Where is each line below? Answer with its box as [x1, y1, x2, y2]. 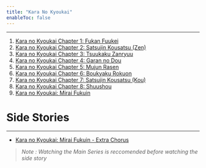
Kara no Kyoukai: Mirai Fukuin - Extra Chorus [15, 136, 129, 144]
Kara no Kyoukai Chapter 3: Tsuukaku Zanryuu [15, 50, 134, 57]
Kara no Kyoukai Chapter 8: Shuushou [15, 82, 112, 90]
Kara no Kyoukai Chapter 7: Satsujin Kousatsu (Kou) [15, 76, 146, 83]
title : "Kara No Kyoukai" [6, 9, 72, 15]
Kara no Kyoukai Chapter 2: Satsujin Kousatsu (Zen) [15, 43, 147, 51]
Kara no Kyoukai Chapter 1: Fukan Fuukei [15, 37, 119, 45]
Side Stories [6, 111, 69, 124]
